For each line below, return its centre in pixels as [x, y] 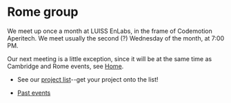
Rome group [43, 12]
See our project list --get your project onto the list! [88, 79]
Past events [34, 93]
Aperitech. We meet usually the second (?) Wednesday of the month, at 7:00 [116, 38]
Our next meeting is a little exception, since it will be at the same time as [110, 58]
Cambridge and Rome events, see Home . [66, 66]
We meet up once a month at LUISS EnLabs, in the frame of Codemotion [110, 31]
